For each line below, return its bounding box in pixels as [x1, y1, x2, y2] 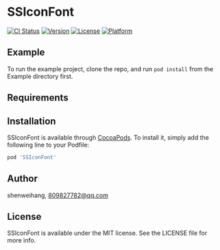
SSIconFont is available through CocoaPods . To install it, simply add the [7, 133, 209, 141]
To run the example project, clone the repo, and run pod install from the [7, 64, 214, 73]
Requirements [7, 92, 69, 103]
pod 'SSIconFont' [7, 153, 57, 161]
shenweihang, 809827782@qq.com [7, 191, 108, 199]
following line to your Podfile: [7, 140, 90, 149]
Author [7, 173, 38, 185]
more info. [7, 236, 36, 245]
